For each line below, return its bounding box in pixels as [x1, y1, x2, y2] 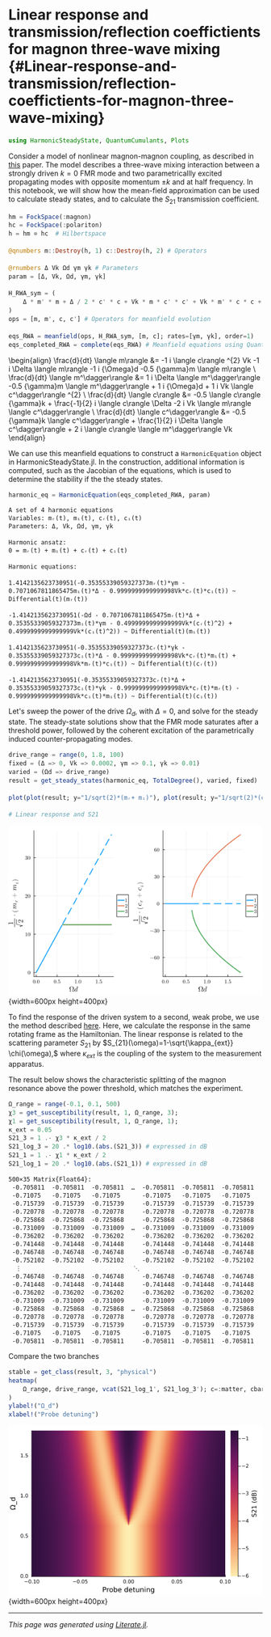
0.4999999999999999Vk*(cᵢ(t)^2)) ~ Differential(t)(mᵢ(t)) [8, 628, 211, 636]
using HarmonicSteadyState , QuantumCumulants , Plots [8, 136, 190, 145]
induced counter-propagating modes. [8, 734, 133, 744]
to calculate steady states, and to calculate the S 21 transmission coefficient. [8, 194, 260, 205]
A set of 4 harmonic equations [8, 506, 114, 514]
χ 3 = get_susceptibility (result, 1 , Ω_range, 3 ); [8, 1108, 179, 1117]
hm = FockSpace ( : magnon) [8, 213, 92, 221]
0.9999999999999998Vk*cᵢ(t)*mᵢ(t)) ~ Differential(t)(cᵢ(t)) [8, 692, 219, 700]
